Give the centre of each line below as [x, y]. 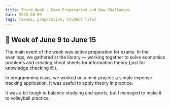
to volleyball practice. [28, 98]
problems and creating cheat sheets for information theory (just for [75, 63]
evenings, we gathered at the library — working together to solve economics [85, 57]
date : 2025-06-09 [24, 15]
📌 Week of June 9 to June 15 [51, 40]
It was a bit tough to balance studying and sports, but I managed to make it [83, 93]
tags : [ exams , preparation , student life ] [51, 19]
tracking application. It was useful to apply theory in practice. [69, 83]
